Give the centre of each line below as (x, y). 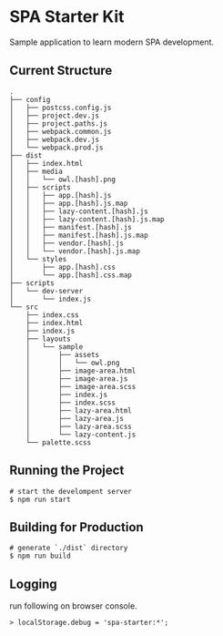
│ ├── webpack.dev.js (55, 139)
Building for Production (76, 527)
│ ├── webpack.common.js (61, 131)
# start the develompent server (71, 491)
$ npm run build (40, 556)
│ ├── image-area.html (81, 371)
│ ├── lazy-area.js (75, 418)
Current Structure (61, 71)
